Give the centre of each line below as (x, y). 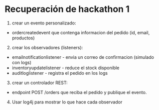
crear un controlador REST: (40, 83)
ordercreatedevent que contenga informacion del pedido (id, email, (81, 32)
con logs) (22, 62)
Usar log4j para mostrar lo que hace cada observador (67, 102)
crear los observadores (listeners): (47, 47)
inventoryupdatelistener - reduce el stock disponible (66, 68)
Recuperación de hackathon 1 (67, 9)
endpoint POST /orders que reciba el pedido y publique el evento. (79, 92)
